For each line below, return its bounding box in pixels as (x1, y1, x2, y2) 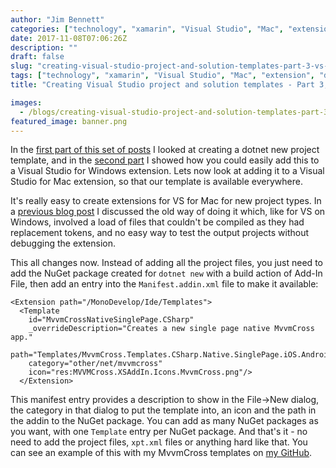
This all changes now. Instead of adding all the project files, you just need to (10, 257, 323, 269)
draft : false (10, 52, 65, 62)
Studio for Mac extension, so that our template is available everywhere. (10, 176, 303, 188)
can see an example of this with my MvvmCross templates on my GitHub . (10, 447, 313, 459)
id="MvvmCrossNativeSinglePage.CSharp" (28, 315, 195, 325)
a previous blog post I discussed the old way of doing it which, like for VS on (10, 206, 326, 218)
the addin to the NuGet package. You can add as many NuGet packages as (10, 415, 319, 427)
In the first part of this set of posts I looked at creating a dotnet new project (10, 144, 320, 156)
